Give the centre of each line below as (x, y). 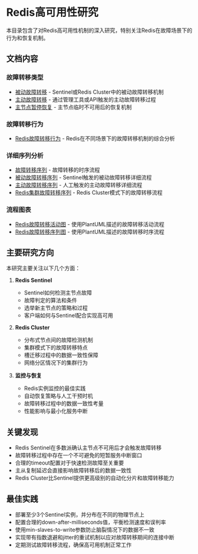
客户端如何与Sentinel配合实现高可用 (69, 316)
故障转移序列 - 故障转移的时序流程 (58, 170)
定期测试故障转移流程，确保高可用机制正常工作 (73, 544)
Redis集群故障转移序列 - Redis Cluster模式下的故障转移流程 (89, 193)
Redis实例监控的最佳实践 (55, 388)
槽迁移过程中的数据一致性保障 (61, 355)
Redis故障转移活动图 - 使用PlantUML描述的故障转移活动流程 (90, 224)
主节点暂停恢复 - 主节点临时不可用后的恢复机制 (73, 107)
